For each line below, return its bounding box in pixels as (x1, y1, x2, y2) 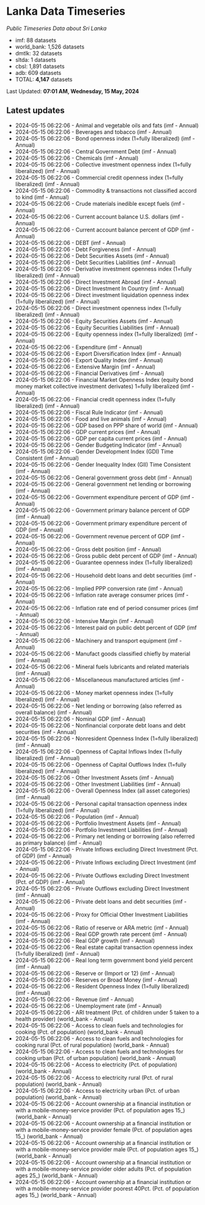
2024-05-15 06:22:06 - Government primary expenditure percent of (15, 519, 187, 527)
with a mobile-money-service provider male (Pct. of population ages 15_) (15, 1145, 199, 1153)
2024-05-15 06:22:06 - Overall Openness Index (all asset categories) (15, 787, 191, 794)
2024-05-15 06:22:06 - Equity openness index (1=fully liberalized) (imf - (15, 330, 198, 338)
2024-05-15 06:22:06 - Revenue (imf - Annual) (15, 996, 135, 1003)
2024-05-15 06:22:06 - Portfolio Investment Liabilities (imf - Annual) (15, 826, 188, 833)
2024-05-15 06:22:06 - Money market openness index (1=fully (15, 689, 174, 696)
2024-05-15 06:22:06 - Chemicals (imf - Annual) (15, 154, 139, 161)
